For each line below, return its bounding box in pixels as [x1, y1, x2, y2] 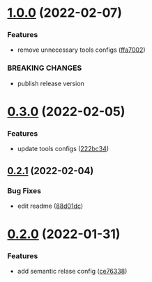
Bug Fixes [7, 185, 42, 195]
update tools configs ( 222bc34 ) [17, 145, 109, 153]
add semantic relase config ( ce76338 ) [17, 267, 128, 276]
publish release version [17, 79, 85, 87]
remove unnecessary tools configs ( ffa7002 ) [17, 45, 146, 54]
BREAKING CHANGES [7, 63, 82, 73]
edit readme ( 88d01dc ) [17, 202, 84, 210]
